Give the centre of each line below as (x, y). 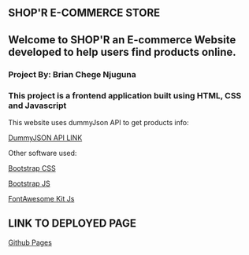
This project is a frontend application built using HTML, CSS (125, 95)
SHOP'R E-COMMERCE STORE (84, 13)
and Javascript (37, 105)
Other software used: (43, 153)
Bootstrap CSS (32, 168)
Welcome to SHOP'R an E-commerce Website (122, 40)
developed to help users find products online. (122, 52)
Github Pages (30, 242)
